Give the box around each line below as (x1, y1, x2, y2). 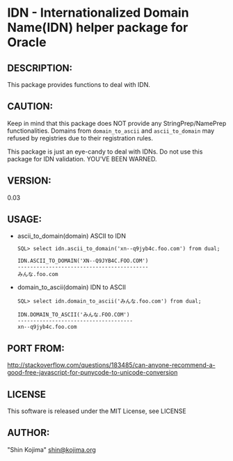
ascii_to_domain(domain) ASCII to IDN (17, 232, 127, 241)
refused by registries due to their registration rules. (7, 134, 153, 142)
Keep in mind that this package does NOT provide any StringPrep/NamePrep (7, 119, 227, 127)
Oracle (7, 35, 47, 50)
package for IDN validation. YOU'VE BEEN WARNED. (7, 154, 157, 163)
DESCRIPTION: (7, 62, 73, 74)
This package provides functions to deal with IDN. (7, 81, 151, 88)
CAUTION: (7, 101, 54, 113)
